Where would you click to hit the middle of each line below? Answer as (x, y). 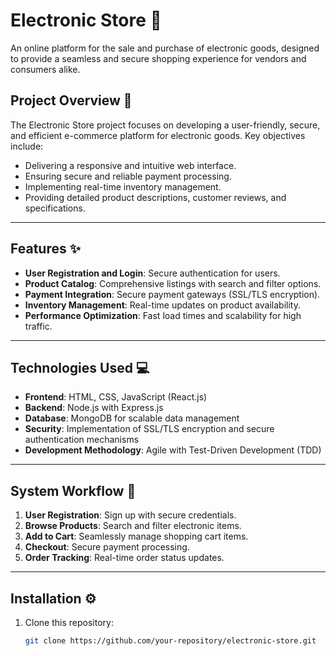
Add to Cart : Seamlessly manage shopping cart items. (136, 536)
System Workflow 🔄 (73, 490)
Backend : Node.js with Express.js (94, 408)
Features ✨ (45, 249)
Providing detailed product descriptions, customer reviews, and (155, 197)
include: (27, 146)
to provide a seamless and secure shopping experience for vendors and (158, 58)
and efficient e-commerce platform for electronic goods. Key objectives (158, 135)
